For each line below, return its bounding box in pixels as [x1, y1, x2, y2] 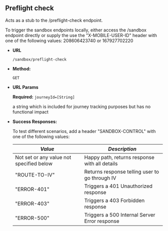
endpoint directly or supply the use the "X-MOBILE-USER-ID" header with [5, 32, 157, 38]
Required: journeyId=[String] [12, 93, 75, 99]
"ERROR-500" [14, 214, 49, 221]
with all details [84, 160, 118, 167]
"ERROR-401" [14, 185, 49, 192]
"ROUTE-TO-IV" [14, 171, 55, 178]
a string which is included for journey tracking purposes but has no [12, 103, 151, 109]
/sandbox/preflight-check [12, 57, 66, 62]
